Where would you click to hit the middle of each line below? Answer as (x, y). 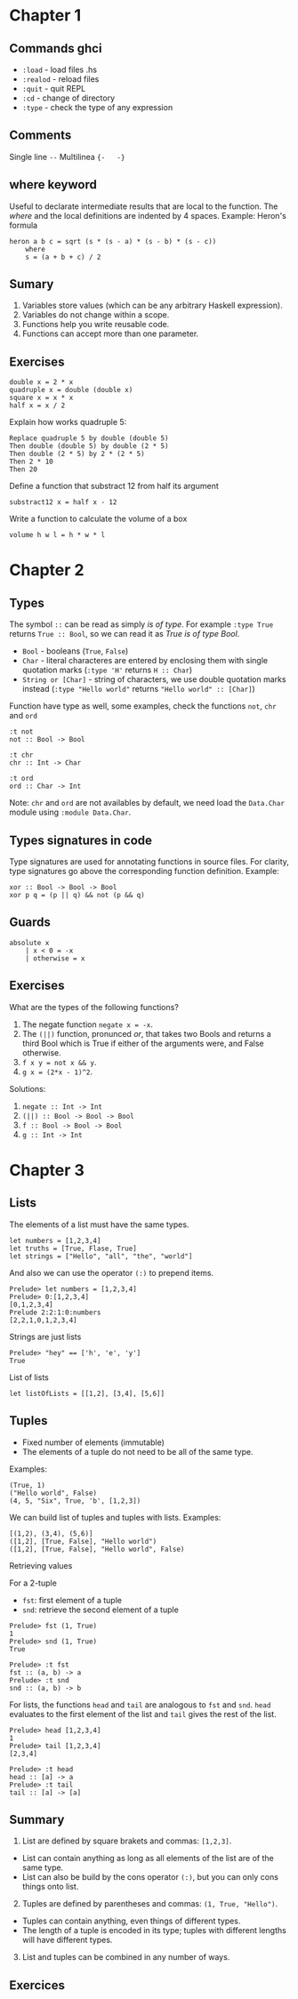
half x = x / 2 (37, 405)
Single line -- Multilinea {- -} (67, 157)
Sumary (32, 284)
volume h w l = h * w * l (57, 535)
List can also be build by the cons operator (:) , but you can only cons (150, 1877)
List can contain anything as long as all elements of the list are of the (148, 1859)
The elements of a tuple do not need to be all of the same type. (137, 1451)
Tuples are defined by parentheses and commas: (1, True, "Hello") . (150, 1904)
